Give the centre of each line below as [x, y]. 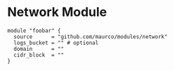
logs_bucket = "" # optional [56, 42]
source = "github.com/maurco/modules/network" [91, 37]
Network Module [57, 12]
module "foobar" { [34, 31]
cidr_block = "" [39, 55]
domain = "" [39, 49]
